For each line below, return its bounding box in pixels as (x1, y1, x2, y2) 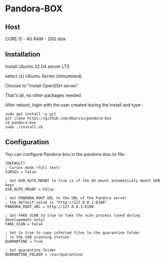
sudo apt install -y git (5, 111, 56, 117)
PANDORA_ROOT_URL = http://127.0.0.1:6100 (5, 204, 94, 209)
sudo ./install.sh (5, 125, 43, 130)
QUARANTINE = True (5, 239, 43, 244)
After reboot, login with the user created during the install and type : (5, 102, 143, 108)
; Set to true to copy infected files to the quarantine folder (5, 230, 140, 235)
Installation (5, 50, 41, 59)
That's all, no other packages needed (5, 92, 82, 98)
